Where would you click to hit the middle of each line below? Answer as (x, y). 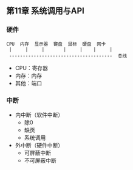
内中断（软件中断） (39, 115)
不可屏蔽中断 (40, 160)
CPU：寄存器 (32, 68)
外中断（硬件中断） (39, 145)
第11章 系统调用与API (46, 11)
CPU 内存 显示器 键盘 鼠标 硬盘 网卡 (56, 44)
